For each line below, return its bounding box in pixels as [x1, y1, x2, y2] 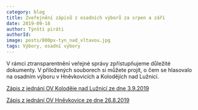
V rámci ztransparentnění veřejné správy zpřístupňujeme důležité [6, 59, 171, 67]
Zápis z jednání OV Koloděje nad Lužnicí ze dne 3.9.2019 [6, 84, 150, 92]
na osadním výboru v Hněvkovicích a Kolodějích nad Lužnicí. [6, 73, 159, 80]
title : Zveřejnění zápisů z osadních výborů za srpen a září [6, 15, 166, 21]
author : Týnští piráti [6, 26, 64, 32]
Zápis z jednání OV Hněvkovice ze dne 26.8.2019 [6, 96, 130, 104]
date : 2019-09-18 [6, 20, 51, 26]
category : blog [6, 9, 45, 15]
